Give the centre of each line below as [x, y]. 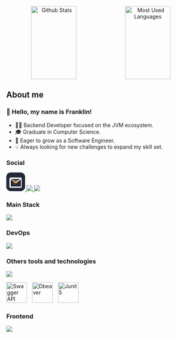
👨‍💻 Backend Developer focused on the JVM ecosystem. [84, 125]
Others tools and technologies [51, 261]
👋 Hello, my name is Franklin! [49, 112]
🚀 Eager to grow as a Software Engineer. [65, 140]
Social [16, 162]
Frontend [20, 316]
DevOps [18, 233]
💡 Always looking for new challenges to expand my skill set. [89, 147]
